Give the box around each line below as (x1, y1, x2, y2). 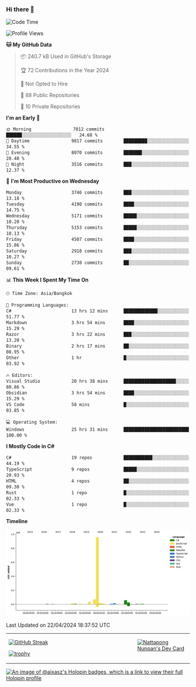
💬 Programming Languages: (6, 303, 69, 308)
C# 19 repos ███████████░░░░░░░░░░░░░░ (6, 455, 190, 461)
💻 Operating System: (6, 420, 58, 425)
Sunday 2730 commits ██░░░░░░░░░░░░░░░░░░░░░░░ (6, 260, 190, 266)
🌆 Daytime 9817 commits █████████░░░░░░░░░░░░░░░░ (6, 138, 190, 144)
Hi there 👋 (6, 5, 35, 13)
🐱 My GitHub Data (6, 41, 52, 49)
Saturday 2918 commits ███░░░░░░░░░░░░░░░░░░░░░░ (6, 248, 190, 254)
